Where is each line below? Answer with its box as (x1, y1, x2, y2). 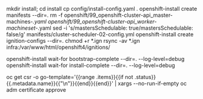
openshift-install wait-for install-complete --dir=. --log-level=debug (6, 62, 176, 69)
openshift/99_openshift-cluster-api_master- (64, 11, 173, 19)
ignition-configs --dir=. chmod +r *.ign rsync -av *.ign (6, 37, 141, 44)
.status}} (134, 74, 156, 80)
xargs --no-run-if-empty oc (118, 80, 187, 87)
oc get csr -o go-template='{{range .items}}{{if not (6, 74, 133, 80)
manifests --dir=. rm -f (6, 11, 63, 19)
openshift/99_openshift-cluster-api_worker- (47, 18, 158, 25)
